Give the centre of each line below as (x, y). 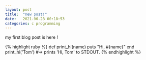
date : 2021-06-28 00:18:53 (35, 19)
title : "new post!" (26, 14)
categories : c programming (33, 23)
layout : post (18, 10)
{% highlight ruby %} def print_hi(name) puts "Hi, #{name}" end (70, 47)
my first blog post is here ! (31, 37)
